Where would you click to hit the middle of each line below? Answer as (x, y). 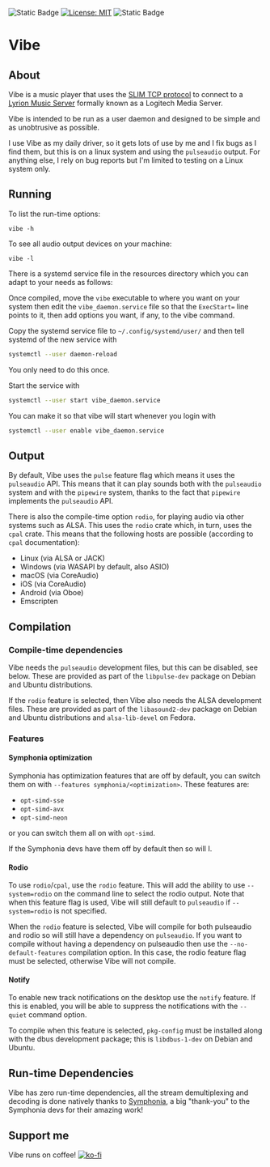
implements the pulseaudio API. (61, 501)
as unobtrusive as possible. (54, 127)
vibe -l (21, 258)
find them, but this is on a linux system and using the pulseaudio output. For (135, 151)
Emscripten (39, 601)
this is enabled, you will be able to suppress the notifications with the (123, 1006)
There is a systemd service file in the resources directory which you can (129, 273)
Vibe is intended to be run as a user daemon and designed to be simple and (134, 119)
